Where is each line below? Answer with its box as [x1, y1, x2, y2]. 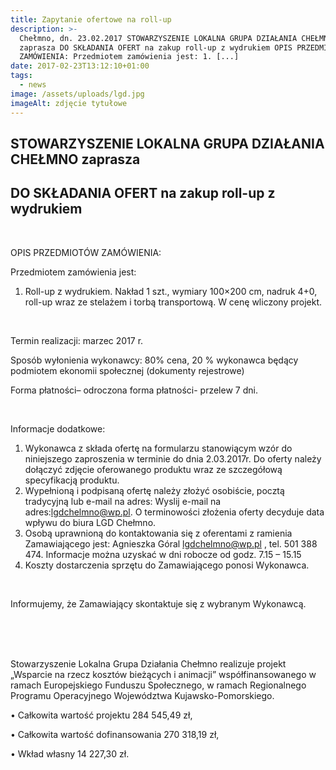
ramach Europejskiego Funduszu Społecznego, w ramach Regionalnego [10, 679, 307, 691]
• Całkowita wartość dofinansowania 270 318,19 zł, [10, 728, 220, 740]
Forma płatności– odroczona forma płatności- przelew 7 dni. [10, 384, 258, 396]
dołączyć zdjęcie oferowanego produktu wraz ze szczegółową [24, 463, 283, 475]
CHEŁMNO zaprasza [10, 151, 141, 168]
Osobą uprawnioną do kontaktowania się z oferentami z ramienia [24, 527, 293, 539]
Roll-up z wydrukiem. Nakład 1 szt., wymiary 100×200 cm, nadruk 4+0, [24, 285, 318, 297]
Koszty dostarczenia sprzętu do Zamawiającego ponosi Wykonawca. [24, 559, 310, 571]
